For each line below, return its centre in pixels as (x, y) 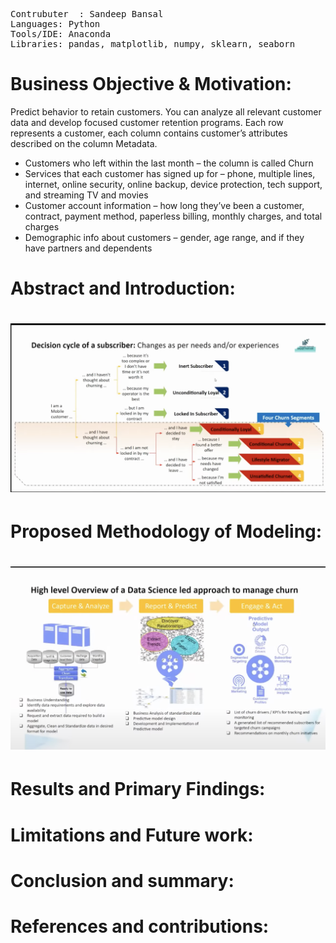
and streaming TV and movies (86, 195)
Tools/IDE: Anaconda (61, 34)
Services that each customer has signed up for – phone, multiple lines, (170, 173)
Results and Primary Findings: (138, 789)
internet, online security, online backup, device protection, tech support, (173, 184)
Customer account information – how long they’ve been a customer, (164, 205)
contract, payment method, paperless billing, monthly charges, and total (173, 216)
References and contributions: (140, 926)
